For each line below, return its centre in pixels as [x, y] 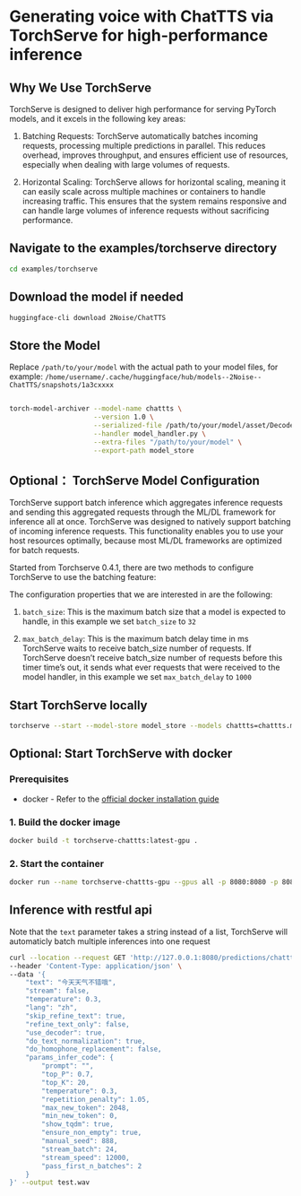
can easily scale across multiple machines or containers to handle [144, 191]
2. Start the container [57, 863]
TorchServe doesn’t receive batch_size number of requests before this [152, 658]
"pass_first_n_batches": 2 [92, 1166]
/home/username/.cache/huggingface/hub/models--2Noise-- [153, 377]
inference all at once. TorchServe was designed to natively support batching [150, 522]
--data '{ [28, 975]
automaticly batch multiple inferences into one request [110, 941]
